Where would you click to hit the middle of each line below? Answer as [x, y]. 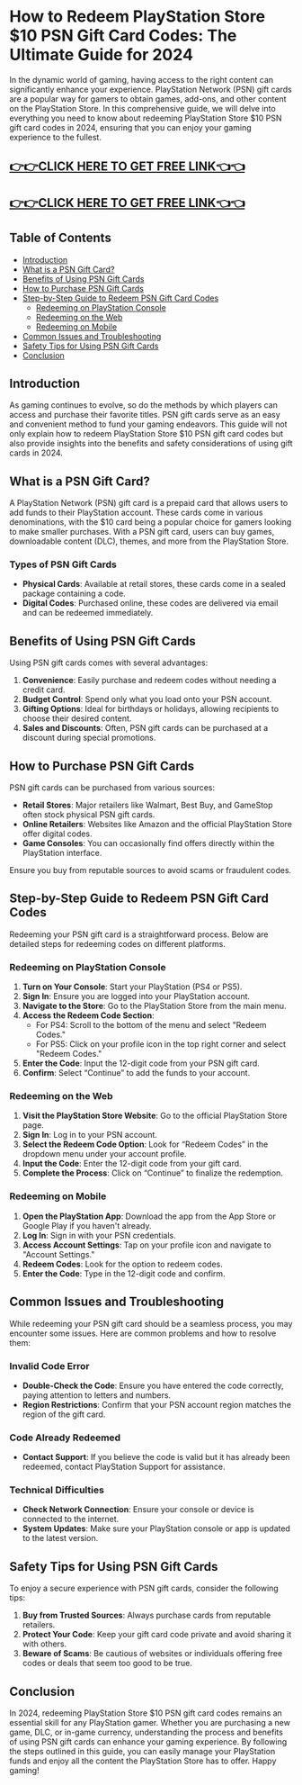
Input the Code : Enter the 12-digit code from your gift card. [132, 1164]
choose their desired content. [77, 718]
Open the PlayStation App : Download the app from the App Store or [149, 1216]
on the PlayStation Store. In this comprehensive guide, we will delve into [142, 108]
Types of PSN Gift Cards [63, 564]
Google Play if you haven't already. [87, 1225]
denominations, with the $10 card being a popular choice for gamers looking [151, 522]
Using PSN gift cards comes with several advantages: [109, 663]
